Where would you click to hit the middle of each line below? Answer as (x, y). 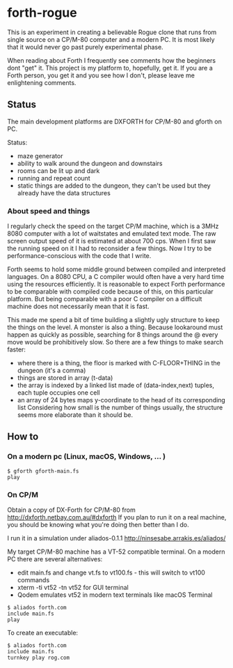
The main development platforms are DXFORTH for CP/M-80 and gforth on (115, 121)
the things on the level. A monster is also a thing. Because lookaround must (115, 327)
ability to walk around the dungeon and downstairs (90, 163)
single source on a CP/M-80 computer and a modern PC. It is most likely (111, 39)
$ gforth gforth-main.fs (43, 471)
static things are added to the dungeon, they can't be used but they (114, 185)
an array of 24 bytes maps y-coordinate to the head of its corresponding (121, 400)
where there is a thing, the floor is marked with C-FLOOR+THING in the (119, 363)
